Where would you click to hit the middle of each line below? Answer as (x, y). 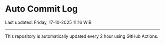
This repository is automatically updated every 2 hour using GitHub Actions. (82, 36)
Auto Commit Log (41, 9)
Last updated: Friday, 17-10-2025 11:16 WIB (48, 22)
